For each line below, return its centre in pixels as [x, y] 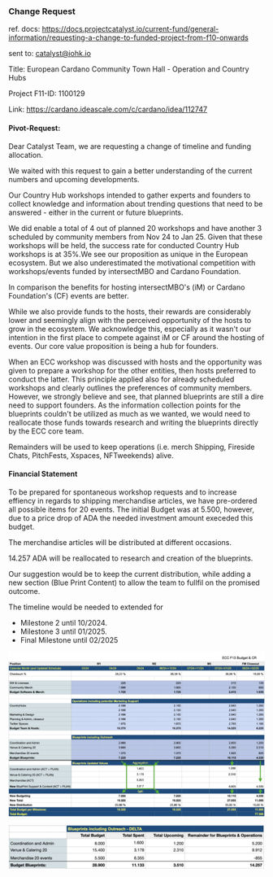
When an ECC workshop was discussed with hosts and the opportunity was [135, 362]
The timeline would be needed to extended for [86, 607]
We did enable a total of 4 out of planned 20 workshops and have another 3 [135, 228]
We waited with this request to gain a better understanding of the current [130, 170]
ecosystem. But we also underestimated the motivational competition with [132, 263]
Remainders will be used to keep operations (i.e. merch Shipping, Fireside [132, 447]
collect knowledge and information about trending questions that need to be [136, 203]
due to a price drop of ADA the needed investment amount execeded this [131, 517]
